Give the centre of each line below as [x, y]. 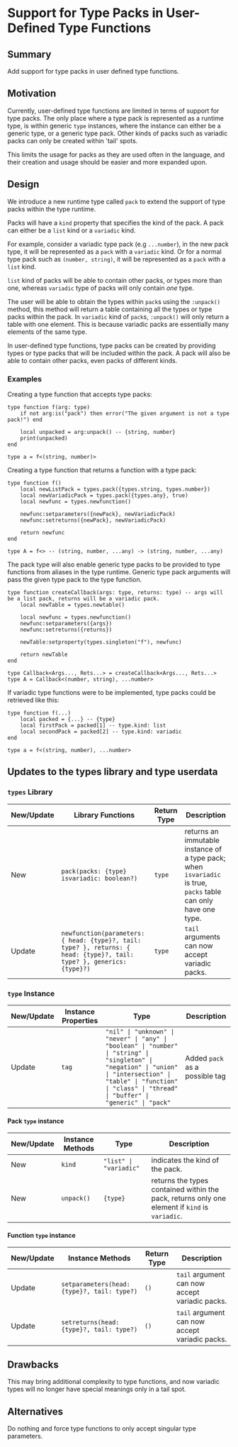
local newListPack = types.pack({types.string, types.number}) [115, 489]
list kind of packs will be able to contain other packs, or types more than [115, 280]
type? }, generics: [94, 961]
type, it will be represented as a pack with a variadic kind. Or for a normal [114, 251]
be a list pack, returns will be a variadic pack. [84, 598]
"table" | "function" [142, 1081]
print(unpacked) [44, 438]
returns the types [180, 1180]
